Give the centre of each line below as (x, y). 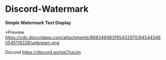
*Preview (15, 32)
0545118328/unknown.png (32, 42)
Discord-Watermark (47, 9)
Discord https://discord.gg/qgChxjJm (43, 52)
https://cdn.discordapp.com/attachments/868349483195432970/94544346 (83, 37)
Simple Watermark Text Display (38, 23)
